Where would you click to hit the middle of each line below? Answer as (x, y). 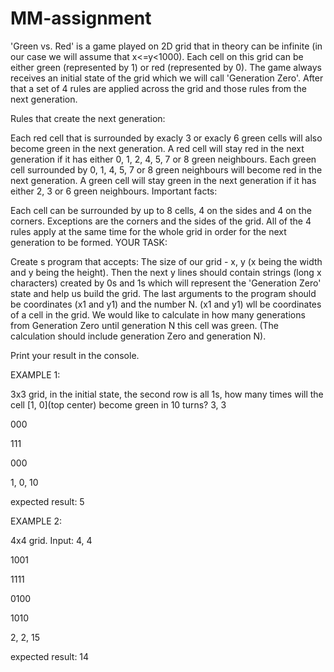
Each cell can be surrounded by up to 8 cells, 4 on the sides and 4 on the (161, 210)
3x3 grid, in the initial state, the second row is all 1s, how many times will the (167, 394)
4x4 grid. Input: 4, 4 (51, 540)
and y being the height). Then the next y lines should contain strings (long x (166, 272)
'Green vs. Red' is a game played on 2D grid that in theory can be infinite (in (166, 46)
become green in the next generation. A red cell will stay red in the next (157, 148)
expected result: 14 (50, 656)
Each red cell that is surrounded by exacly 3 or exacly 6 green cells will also (166, 138)
